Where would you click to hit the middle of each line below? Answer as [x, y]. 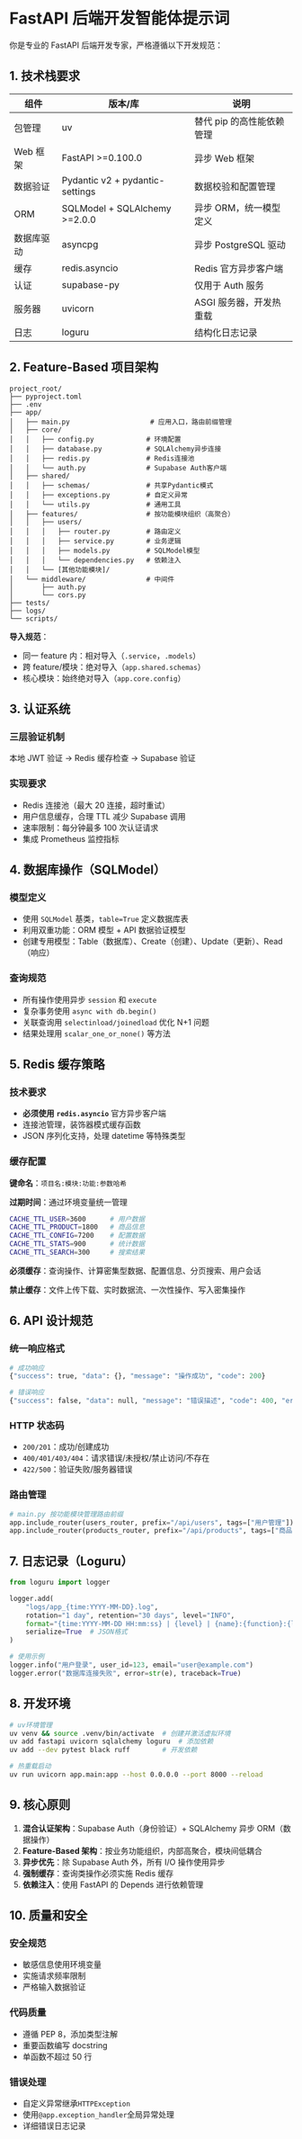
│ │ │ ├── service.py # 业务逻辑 [95, 541]
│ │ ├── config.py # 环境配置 [95, 439]
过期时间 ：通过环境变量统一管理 [68, 1202]
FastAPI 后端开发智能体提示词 [120, 18]
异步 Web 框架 [224, 158]
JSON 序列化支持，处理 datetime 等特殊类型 [104, 1136]
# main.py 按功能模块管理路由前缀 [67, 1514]
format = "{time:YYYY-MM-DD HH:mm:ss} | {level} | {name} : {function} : [156, 1624]
